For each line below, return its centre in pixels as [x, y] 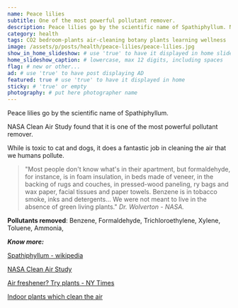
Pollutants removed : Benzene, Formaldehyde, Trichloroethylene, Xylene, [114, 221]
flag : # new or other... [44, 67]
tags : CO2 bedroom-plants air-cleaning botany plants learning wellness [117, 40]
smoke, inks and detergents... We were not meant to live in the [115, 200]
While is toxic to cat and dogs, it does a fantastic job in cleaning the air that [117, 148]
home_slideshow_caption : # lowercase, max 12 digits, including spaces [115, 60]
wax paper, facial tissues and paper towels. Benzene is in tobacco [121, 192]
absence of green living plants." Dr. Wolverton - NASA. [104, 207]
